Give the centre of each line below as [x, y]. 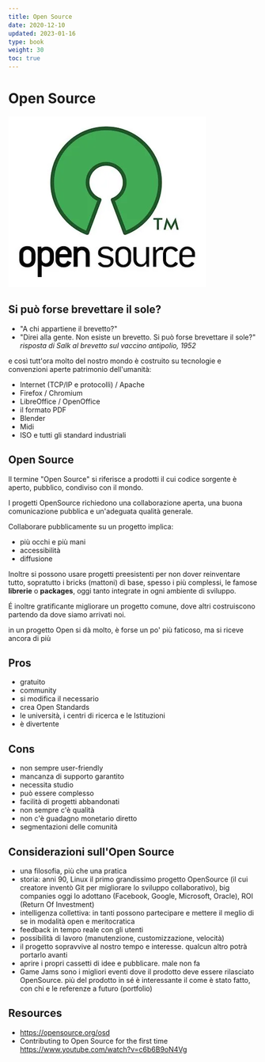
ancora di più [30, 638]
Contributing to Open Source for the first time [94, 1041]
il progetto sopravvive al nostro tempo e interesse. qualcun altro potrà [133, 946]
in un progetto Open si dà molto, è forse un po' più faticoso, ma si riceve [126, 630]
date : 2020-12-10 [37, 25]
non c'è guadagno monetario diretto [78, 818]
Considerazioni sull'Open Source [91, 852]
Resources [35, 1013]
